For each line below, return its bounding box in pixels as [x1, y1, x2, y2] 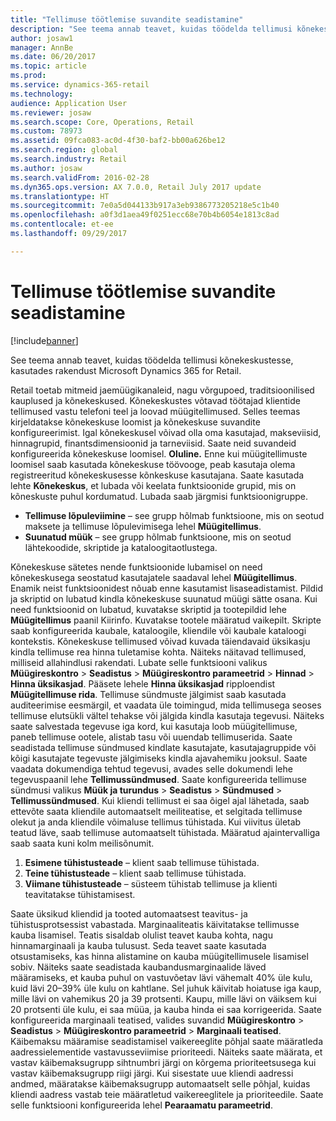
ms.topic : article [10, 61, 87, 71]
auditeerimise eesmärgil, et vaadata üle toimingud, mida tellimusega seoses [10, 699, 322, 711]
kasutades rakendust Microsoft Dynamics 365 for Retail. [10, 364, 242, 376]
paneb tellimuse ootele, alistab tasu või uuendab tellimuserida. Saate [10, 731, 293, 743]
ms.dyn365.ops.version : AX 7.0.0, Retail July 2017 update [10, 182, 262, 192]
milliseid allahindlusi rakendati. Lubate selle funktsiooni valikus [10, 656, 268, 668]
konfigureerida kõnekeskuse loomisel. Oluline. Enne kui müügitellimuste [10, 447, 308, 460]
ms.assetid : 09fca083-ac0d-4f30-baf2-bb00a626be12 [10, 136, 226, 146]
